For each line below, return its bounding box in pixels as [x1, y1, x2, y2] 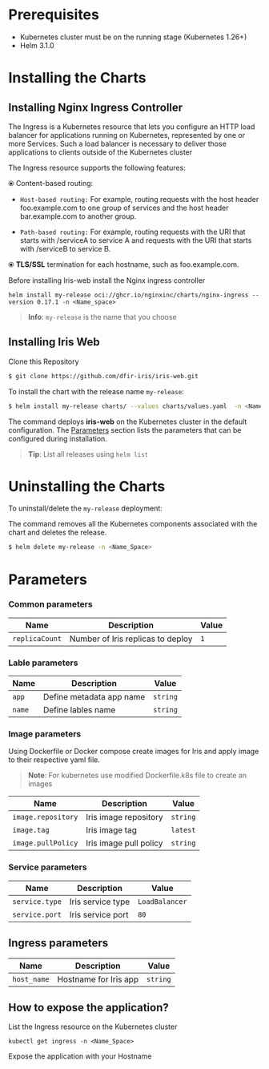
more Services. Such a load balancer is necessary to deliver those [8, 139, 227, 148]
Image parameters [8, 728, 82, 740]
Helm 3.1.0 [19, 40, 54, 50]
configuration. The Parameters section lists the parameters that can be [8, 425, 242, 434]
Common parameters [8, 599, 94, 610]
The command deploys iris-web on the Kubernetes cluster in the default [8, 417, 247, 426]
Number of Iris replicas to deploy [69, 633, 193, 644]
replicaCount [12, 634, 62, 643]
